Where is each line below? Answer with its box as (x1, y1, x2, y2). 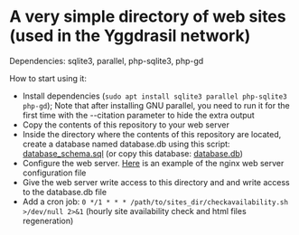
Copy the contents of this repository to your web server (22, 119, 230, 130)
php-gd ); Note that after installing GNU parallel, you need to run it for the (22, 99, 291, 110)
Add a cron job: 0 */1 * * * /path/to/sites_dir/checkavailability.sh (22, 196, 289, 207)
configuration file (22, 167, 87, 178)
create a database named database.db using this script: (22, 138, 230, 149)
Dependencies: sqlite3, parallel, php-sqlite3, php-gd (9, 55, 204, 66)
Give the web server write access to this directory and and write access (22, 176, 291, 187)
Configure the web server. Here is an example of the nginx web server (22, 157, 285, 168)
